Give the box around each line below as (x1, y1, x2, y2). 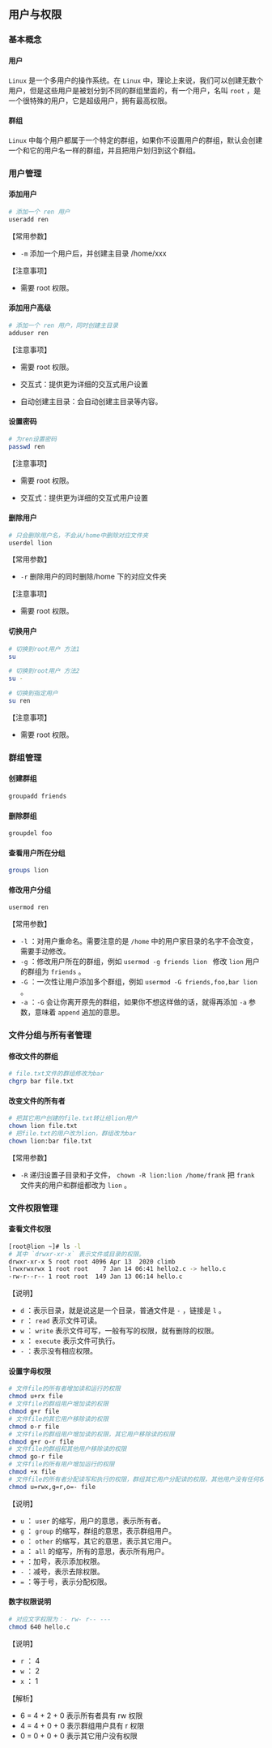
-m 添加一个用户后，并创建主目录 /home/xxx (19, 248, 168, 258)
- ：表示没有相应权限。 (19, 1346, 97, 1356)
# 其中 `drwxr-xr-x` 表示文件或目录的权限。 (8, 1250, 146, 1258)
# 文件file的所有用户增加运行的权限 (8, 1460, 115, 1469)
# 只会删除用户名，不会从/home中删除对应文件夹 (8, 531, 149, 540)
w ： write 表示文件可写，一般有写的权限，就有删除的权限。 (19, 1326, 219, 1336)
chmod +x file (8, 1468, 57, 1476)
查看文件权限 (8, 1224, 51, 1234)
